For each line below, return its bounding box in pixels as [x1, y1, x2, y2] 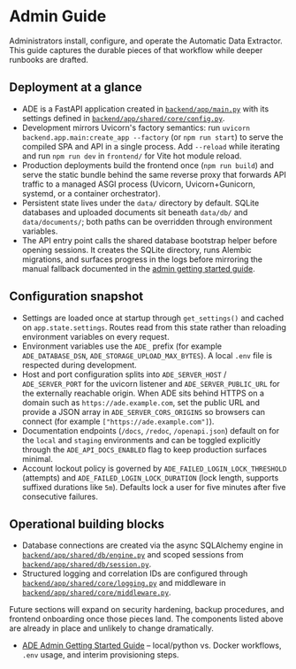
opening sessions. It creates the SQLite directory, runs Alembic [21, 244, 252, 255]
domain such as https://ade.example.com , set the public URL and [21, 396, 261, 408]
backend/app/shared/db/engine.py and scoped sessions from [21, 550, 244, 560]
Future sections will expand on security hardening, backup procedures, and [9, 604, 285, 615]
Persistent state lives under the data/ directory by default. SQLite [21, 197, 260, 208]
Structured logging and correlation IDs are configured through [21, 568, 248, 579]
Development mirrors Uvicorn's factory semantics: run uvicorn [21, 122, 250, 133]
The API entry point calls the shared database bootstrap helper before [21, 235, 277, 245]
